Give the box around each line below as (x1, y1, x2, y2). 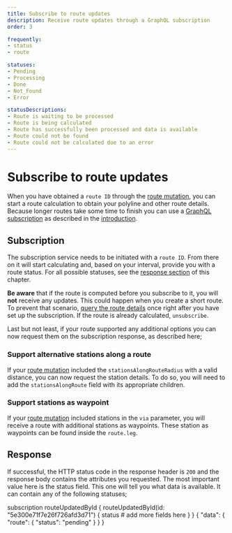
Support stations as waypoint (7, 397, 109, 407)
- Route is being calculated (7, 119, 92, 126)
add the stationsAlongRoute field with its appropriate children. (7, 380, 185, 388)
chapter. (7, 275, 31, 284)
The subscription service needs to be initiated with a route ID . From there (7, 253, 219, 262)
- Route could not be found (7, 132, 89, 140)
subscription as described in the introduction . (7, 214, 138, 223)
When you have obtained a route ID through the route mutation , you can (7, 192, 216, 200)
